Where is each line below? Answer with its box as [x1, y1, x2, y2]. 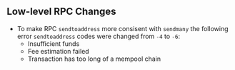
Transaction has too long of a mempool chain [27, 54, 161, 63]
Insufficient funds [27, 39, 80, 48]
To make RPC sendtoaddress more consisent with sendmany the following [16, 24, 229, 33]
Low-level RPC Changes [6, 6, 116, 18]
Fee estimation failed [27, 47, 90, 55]
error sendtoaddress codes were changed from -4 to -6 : [16, 32, 180, 40]
